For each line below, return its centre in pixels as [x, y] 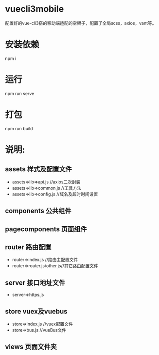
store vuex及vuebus [36, 311]
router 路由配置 [28, 247]
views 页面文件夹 [31, 347]
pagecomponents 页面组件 [46, 229]
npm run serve [20, 93]
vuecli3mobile [35, 9]
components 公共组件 [38, 211]
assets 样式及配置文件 [38, 169]
